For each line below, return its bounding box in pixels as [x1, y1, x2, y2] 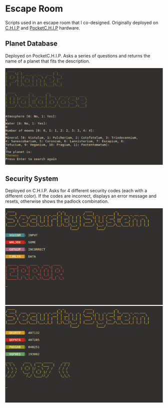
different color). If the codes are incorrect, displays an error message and [5, 193, 156, 199]
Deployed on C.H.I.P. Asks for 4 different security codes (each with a [5, 188, 147, 194]
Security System [5, 174, 58, 183]
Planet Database [5, 40, 57, 48]
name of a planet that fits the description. [5, 58, 90, 64]
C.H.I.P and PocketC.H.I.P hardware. [5, 25, 80, 31]
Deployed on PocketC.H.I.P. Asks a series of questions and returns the [5, 53, 150, 59]
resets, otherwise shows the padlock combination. [5, 198, 109, 204]
